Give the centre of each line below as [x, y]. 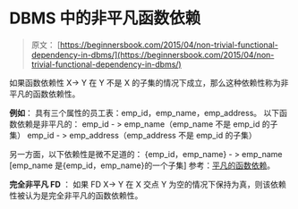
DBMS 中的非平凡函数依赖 [105, 18]
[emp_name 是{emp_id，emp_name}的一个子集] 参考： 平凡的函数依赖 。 [142, 165]
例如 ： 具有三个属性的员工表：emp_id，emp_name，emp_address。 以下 [145, 113]
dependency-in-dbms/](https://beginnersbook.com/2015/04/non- [153, 54]
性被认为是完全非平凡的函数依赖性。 [76, 195]
